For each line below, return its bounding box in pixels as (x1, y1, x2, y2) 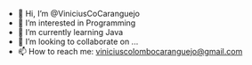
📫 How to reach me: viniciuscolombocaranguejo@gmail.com (17, 47, 243, 56)
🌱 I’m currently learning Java (17, 27, 124, 37)
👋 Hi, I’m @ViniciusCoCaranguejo (17, 9, 141, 18)
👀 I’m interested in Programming (17, 18, 136, 28)
